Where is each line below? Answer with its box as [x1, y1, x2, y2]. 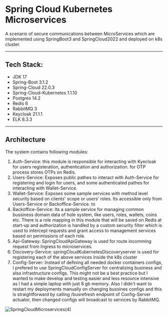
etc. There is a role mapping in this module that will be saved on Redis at [12, 216, 162, 223]
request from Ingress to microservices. [12, 243, 93, 249]
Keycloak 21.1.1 [12, 111, 42, 117]
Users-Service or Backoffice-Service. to [12, 201, 95, 207]
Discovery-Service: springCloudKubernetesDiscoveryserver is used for [12, 248, 159, 254]
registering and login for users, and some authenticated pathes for [12, 179, 149, 185]
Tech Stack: [5, 60, 43, 69]
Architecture [5, 135, 46, 144]
